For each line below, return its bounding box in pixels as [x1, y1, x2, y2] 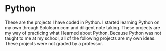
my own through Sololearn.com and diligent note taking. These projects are [5, 24, 161, 30]
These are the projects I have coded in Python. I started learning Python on [5, 19, 160, 25]
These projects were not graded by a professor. [5, 40, 103, 46]
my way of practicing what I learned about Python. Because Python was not [5, 30, 161, 36]
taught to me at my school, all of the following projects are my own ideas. [5, 35, 156, 41]
